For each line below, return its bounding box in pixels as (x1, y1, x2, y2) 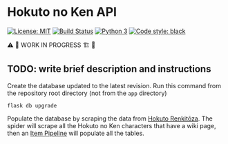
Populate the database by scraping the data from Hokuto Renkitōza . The (7, 114, 213, 123)
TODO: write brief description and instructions (7, 63, 211, 75)
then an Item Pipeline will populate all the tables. (7, 129, 145, 137)
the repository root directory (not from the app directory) (7, 89, 167, 97)
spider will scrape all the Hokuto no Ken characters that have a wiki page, (7, 121, 216, 130)
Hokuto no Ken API (7, 4, 117, 20)
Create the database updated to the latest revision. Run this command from (7, 81, 221, 90)
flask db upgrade (7, 102, 57, 109)
